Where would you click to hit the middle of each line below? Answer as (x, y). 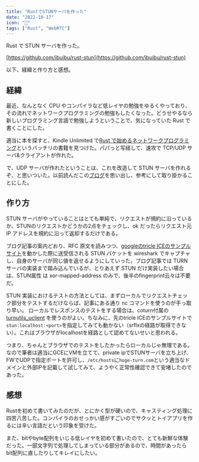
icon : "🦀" (18, 23)
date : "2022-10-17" (30, 17)
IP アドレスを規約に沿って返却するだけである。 (64, 233)
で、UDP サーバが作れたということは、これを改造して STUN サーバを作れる (99, 168)
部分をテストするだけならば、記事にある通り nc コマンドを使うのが (94, 303)
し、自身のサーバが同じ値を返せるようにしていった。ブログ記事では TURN (97, 261)
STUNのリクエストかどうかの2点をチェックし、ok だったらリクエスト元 (104, 226)
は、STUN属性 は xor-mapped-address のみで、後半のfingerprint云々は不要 (98, 275)
